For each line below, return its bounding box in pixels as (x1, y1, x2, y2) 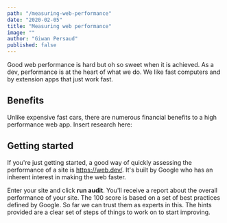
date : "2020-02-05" (7, 16, 63, 23)
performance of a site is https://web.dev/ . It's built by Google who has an (7, 166, 213, 174)
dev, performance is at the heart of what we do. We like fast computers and (7, 68, 221, 76)
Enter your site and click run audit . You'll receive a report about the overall (7, 186, 218, 194)
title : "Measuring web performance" (7, 23, 112, 29)
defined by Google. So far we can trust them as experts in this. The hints (7, 200, 212, 209)
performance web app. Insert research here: (7, 120, 132, 129)
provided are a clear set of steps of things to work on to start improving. (7, 208, 211, 216)
